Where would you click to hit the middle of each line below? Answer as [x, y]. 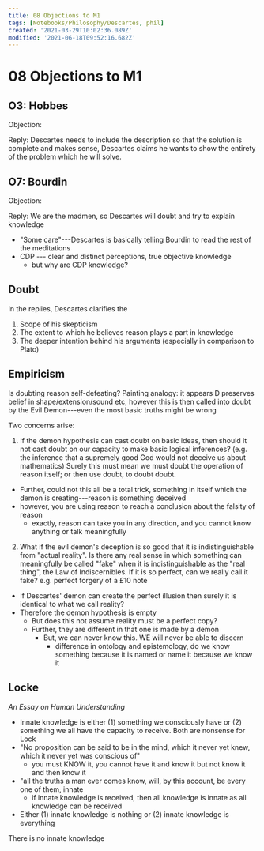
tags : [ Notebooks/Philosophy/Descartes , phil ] [86, 23]
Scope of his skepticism [58, 324]
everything [37, 823]
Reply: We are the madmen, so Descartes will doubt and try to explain [122, 216]
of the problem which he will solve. [65, 157]
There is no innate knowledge [57, 838]
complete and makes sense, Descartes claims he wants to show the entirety [132, 149]
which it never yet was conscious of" [80, 755]
